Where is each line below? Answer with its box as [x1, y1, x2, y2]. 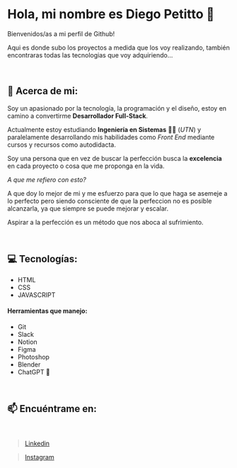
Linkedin [24, 439, 50, 447]
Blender [17, 360, 41, 369]
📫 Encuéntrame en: [7, 403, 97, 415]
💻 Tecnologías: [7, 253, 78, 265]
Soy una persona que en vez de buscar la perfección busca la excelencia [7, 154, 222, 162]
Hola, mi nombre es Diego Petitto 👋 [7, 6, 215, 23]
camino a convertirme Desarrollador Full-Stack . [7, 111, 149, 120]
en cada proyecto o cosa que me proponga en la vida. [7, 162, 165, 170]
